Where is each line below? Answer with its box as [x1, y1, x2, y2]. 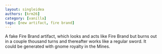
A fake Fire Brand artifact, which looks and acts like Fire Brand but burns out [5, 33, 157, 39]
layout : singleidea [5, 7, 44, 12]
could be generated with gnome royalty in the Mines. [5, 43, 110, 49]
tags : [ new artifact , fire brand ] [5, 20, 75, 25]
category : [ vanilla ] [5, 16, 47, 21]
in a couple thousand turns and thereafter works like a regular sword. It [5, 39, 147, 44]
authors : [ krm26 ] [5, 11, 40, 16]
